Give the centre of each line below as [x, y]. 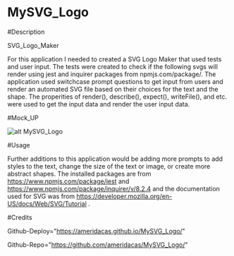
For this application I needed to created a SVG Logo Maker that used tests [115, 59]
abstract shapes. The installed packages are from [79, 173]
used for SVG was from [41, 196]
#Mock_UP [23, 118]
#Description [26, 32]
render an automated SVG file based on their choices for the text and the [113, 89]
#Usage [19, 145]
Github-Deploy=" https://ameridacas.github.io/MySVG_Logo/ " [96, 231]
